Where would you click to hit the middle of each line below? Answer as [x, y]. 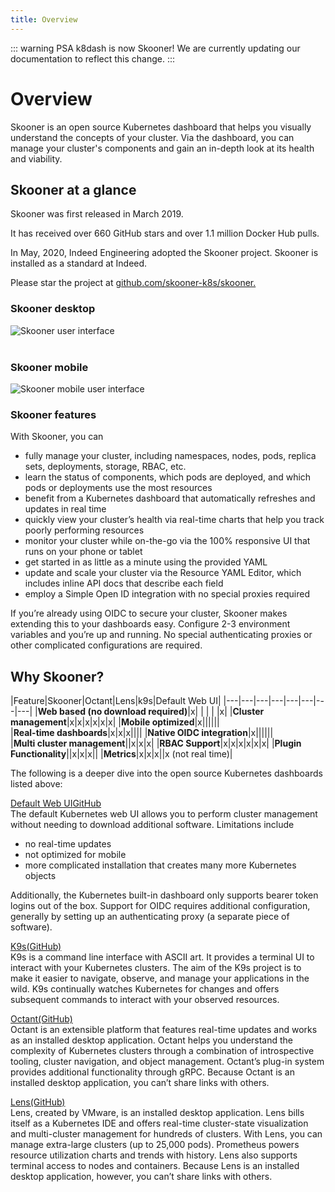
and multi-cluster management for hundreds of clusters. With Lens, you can [166, 1134]
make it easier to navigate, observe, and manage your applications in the [160, 978]
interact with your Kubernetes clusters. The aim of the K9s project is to [156, 968]
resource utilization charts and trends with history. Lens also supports [154, 1155]
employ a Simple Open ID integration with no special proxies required [167, 594]
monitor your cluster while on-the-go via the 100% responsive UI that [167, 541]
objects [40, 876]
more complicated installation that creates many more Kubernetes [160, 865]
